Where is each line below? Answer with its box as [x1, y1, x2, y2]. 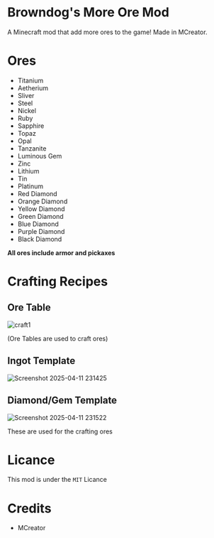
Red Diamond [17, 189, 58, 198]
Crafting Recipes [7, 274, 108, 290]
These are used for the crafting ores [7, 427, 113, 436]
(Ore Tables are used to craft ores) [7, 334, 108, 343]
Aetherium [17, 83, 48, 92]
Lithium [17, 166, 40, 175]
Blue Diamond [17, 220, 59, 228]
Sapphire [17, 122, 45, 130]
